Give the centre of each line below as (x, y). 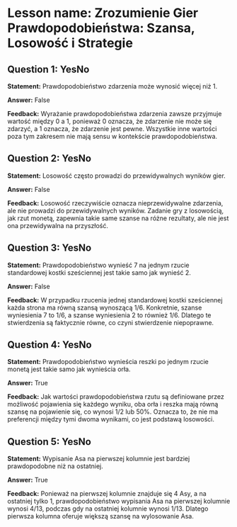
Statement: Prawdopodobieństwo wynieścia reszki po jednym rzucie (108, 362)
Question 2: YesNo (50, 158)
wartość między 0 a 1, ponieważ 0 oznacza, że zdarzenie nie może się (110, 121)
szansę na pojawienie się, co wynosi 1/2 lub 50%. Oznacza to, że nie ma (113, 412)
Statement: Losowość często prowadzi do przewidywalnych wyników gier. (117, 176)
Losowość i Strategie (70, 43)
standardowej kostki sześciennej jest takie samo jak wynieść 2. (99, 272)
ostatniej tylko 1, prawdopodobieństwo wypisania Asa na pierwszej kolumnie (119, 501)
